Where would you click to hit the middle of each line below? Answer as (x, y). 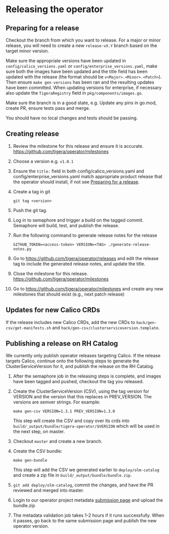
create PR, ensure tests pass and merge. (48, 108)
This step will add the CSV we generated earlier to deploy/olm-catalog (86, 470)
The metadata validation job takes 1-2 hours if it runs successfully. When (89, 515)
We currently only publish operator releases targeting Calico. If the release (83, 356)
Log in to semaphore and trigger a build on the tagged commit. (78, 220)
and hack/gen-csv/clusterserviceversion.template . (106, 327)
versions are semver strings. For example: (57, 402)
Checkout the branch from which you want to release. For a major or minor (83, 40)
